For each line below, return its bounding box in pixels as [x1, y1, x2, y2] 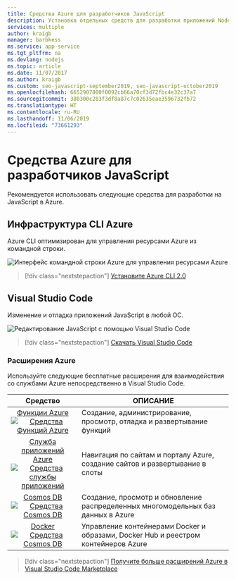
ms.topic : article [7, 63, 61, 70]
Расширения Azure [7, 355, 76, 365]
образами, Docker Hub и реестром [81, 530, 200, 540]
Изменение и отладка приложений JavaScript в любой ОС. [7, 311, 184, 319]
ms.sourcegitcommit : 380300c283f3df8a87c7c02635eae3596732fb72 [7, 96, 197, 103]
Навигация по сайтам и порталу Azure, [81, 450, 214, 460]
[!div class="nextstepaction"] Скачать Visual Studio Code [24, 338, 193, 347]
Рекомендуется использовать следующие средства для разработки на [7, 190, 222, 199]
